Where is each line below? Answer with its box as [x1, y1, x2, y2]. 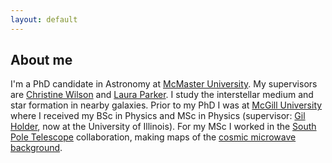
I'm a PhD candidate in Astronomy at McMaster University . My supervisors [10, 78, 318, 90]
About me [10, 52, 73, 69]
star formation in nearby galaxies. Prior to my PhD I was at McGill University [10, 99, 323, 111]
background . [10, 142, 63, 154]
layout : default [10, 14, 78, 25]
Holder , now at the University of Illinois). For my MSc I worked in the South [10, 121, 317, 133]
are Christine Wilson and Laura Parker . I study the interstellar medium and [10, 89, 314, 101]
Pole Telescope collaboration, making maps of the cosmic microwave [10, 131, 297, 143]
